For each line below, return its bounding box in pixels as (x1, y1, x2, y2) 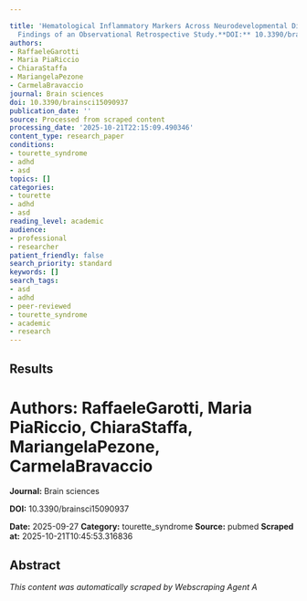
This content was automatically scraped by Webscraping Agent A (9, 582, 258, 593)
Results (9, 361, 54, 376)
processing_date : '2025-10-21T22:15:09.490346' (9, 123, 195, 132)
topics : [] (9, 174, 51, 184)
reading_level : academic (9, 216, 104, 226)
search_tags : (9, 276, 59, 286)
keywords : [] (9, 268, 59, 277)
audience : (9, 225, 48, 234)
